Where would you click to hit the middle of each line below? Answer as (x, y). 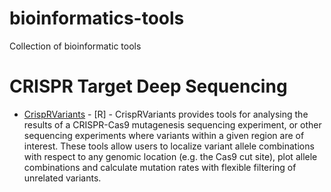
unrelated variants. (62, 178)
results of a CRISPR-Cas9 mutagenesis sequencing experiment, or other (172, 124)
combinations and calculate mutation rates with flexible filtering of (160, 167)
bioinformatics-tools (97, 18)
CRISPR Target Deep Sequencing (148, 86)
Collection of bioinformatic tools (75, 46)
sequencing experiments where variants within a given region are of (164, 135)
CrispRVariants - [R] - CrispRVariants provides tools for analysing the (166, 114)
